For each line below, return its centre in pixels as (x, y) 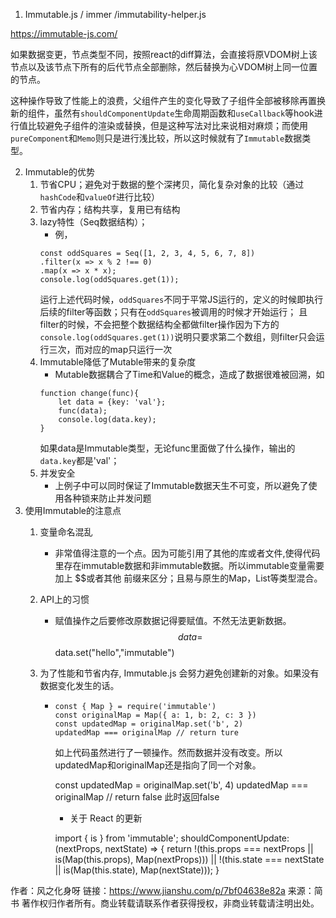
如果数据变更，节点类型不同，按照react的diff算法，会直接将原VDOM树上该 (164, 54)
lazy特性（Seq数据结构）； (93, 222)
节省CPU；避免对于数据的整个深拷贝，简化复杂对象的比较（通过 (172, 184)
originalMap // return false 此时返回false (137, 797)
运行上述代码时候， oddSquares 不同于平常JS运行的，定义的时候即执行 (181, 299)
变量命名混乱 (66, 532)
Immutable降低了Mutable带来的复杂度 (118, 362)
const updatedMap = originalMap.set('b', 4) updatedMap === (181, 785)
